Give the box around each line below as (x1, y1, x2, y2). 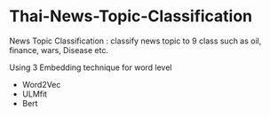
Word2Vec (21, 79, 61, 89)
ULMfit (21, 89, 47, 99)
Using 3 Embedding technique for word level (9, 62, 172, 73)
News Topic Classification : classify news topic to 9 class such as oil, (9, 35, 262, 46)
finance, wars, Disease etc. (9, 44, 109, 55)
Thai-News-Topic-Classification (9, 6, 253, 27)
